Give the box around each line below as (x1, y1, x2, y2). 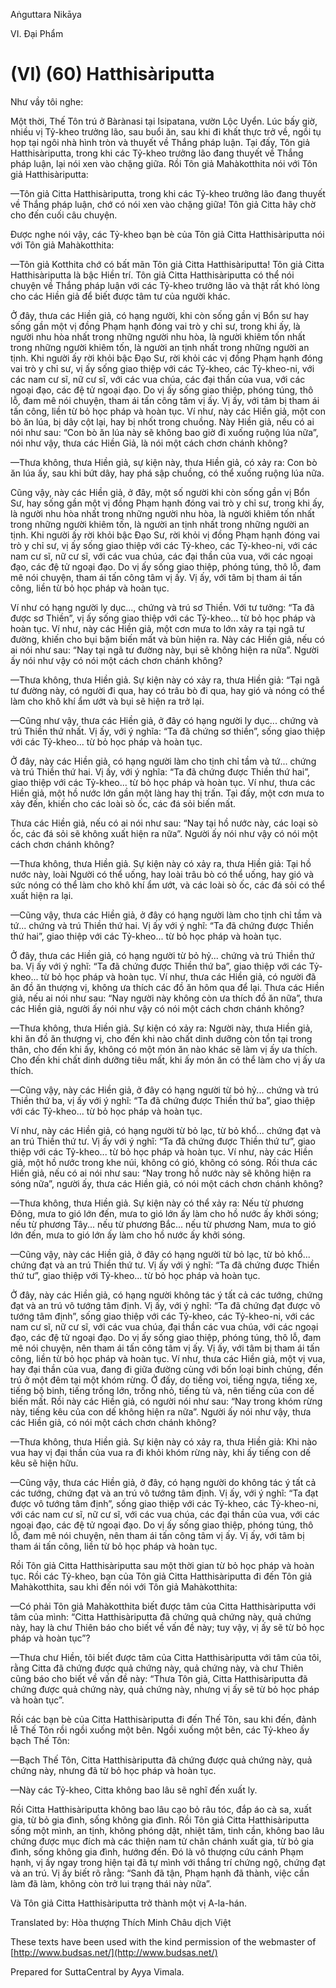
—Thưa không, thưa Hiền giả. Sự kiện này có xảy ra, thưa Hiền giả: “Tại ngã (10, 674, 320, 686)
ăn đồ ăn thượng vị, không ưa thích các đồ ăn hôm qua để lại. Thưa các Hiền (10, 981, 325, 993)
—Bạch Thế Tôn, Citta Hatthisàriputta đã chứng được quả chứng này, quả (10, 1754, 313, 1766)
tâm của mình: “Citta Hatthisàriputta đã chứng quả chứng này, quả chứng (10, 1610, 312, 1623)
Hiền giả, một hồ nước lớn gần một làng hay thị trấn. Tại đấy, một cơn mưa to (10, 787, 325, 799)
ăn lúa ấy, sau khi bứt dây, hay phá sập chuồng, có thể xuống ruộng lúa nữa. (10, 467, 325, 479)
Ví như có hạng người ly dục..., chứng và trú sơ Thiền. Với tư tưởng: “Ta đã (10, 601, 315, 613)
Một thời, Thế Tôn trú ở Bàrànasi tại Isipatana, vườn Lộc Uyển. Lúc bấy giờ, (10, 115, 318, 127)
